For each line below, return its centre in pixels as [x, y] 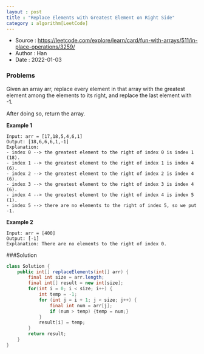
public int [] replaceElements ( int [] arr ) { [73, 272]
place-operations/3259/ [45, 47]
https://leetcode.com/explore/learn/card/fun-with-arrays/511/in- [117, 41]
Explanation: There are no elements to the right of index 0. [87, 243]
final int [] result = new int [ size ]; [76, 283]
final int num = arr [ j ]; [81, 305]
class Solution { [28, 266]
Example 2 [20, 222]
